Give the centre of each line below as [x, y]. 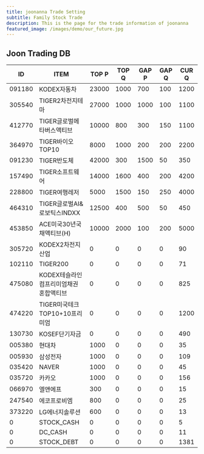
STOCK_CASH [59, 422]
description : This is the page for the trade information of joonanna [97, 23]
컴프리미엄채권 [59, 284]
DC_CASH [53, 432]
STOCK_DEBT [59, 442]
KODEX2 [52, 245]
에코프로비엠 [56, 401]
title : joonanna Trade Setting [46, 12]
